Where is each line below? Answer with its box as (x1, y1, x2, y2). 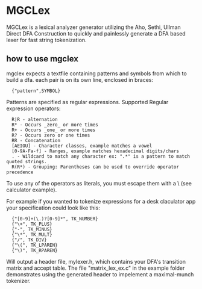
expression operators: (6, 105, 61, 112)
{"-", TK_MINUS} (11, 226, 52, 232)
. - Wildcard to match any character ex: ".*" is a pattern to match (11, 153, 190, 160)
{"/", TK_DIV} (11, 237, 47, 243)
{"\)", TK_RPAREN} (11, 247, 58, 253)
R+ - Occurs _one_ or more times (11, 127, 96, 133)
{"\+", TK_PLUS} (11, 221, 52, 227)
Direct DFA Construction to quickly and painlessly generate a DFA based (6, 30, 186, 37)
